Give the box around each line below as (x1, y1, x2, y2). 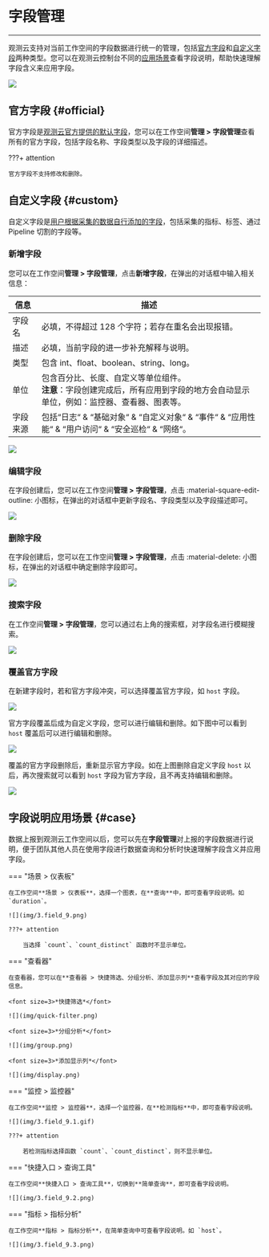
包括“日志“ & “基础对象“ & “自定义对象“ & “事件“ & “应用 (41, 411, 248, 422)
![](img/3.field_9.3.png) (8, 1240, 94, 1249)
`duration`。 (8, 897, 50, 905)
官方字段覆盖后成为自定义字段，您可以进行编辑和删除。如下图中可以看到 (8, 718, 247, 728)
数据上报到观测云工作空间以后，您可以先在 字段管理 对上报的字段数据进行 (8, 834, 247, 843)
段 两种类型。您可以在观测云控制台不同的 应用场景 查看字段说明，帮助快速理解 (8, 53, 261, 63)
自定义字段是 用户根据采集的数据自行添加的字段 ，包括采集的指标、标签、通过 (8, 216, 261, 226)
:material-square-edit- (187, 485, 260, 495)
